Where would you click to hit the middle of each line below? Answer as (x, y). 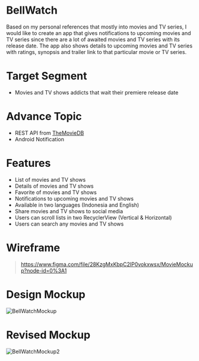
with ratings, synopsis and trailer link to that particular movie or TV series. (97, 52)
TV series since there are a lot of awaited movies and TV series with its (93, 39)
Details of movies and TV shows (54, 186)
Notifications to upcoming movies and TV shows (74, 198)
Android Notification (39, 139)
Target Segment (47, 76)
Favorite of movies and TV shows (56, 192)
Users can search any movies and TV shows (69, 224)
